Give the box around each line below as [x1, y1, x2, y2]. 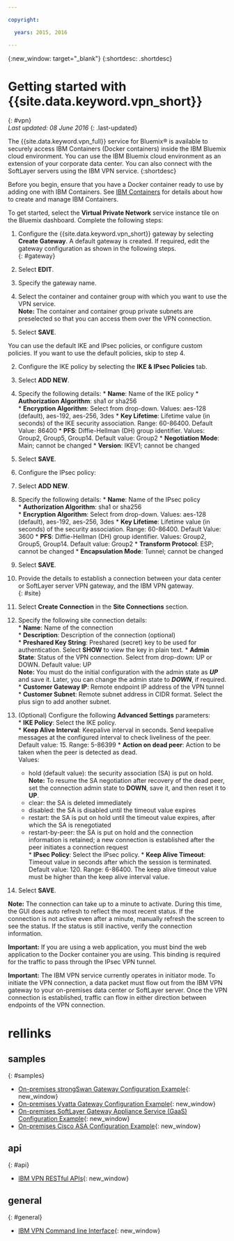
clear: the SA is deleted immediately [28, 799, 132, 807]
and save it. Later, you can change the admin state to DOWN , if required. [17, 676, 227, 684]
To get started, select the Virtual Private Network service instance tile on [8, 208, 219, 217]
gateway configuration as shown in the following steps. [17, 245, 177, 253]
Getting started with [8, 78, 127, 94]
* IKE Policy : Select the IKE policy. [17, 719, 117, 727]
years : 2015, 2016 [14, 29, 68, 36]
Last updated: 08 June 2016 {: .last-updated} [8, 123, 138, 132]
